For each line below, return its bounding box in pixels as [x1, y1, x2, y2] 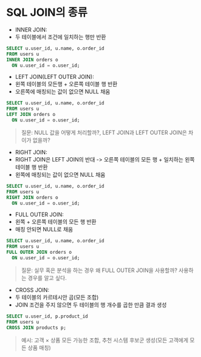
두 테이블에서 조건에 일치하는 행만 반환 [15, 33, 106, 40]
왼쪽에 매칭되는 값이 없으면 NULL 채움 [15, 171, 106, 178]
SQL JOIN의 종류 [6, 5, 88, 19]
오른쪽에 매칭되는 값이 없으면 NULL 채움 [15, 88, 111, 95]
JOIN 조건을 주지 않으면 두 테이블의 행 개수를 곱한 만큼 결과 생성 [15, 301, 167, 308]
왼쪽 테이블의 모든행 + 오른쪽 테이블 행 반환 [15, 80, 118, 88]
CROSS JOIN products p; [6, 324, 67, 331]
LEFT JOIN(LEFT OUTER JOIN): [15, 73, 94, 81]
